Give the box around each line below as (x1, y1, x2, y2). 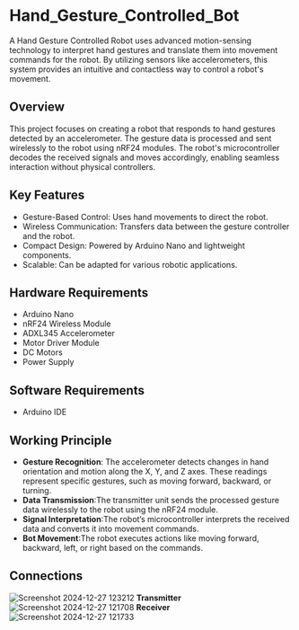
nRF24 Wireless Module (22, 318, 111, 329)
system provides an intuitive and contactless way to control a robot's (9, 64, 264, 75)
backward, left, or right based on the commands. (22, 543, 204, 553)
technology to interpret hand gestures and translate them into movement (9, 44, 278, 55)
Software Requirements (9, 383, 145, 398)
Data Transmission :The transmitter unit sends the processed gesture (22, 495, 280, 505)
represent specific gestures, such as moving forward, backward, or (22, 475, 272, 486)
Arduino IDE (22, 406, 67, 418)
